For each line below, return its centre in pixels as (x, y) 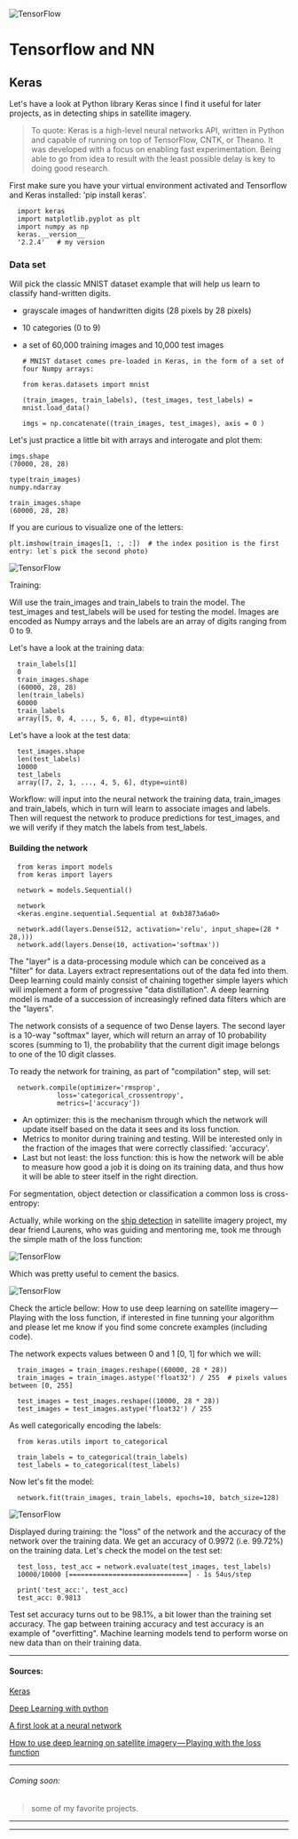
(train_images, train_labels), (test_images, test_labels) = (137, 400)
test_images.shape (51, 751)
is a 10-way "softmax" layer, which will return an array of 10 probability (138, 1035)
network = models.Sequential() (75, 890)
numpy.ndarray (35, 488)
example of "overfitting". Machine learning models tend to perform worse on (149, 1633)
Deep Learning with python (59, 1708)
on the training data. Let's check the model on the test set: (116, 1550)
